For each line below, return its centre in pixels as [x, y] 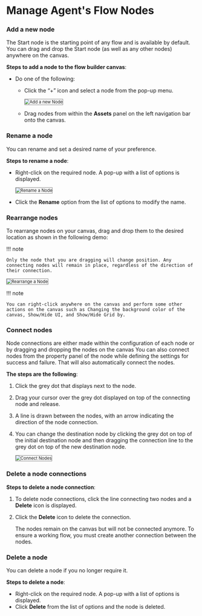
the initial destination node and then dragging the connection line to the [104, 441]
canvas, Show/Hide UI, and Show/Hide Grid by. [66, 315]
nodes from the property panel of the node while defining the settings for [97, 356]
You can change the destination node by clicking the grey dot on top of [103, 434]
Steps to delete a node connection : [51, 487]
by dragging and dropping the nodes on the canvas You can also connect [98, 350]
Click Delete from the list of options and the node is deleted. [90, 606]
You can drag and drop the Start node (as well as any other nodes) [89, 49]
